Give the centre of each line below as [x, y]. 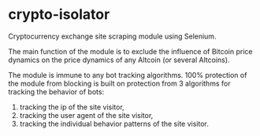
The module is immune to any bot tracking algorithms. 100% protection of [128, 75]
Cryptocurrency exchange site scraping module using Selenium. [112, 36]
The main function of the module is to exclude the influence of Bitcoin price [130, 51]
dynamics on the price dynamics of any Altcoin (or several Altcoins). [119, 60]
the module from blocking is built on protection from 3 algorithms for [119, 83]
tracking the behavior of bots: [56, 91]
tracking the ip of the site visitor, [72, 107]
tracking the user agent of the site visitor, [86, 115]
